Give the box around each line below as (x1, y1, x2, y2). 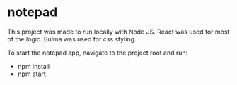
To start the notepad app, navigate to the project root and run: (7, 48, 188, 57)
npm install (17, 62, 50, 70)
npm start (17, 70, 46, 78)
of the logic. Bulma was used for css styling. (7, 34, 137, 43)
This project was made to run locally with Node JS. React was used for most (7, 27, 230, 36)
